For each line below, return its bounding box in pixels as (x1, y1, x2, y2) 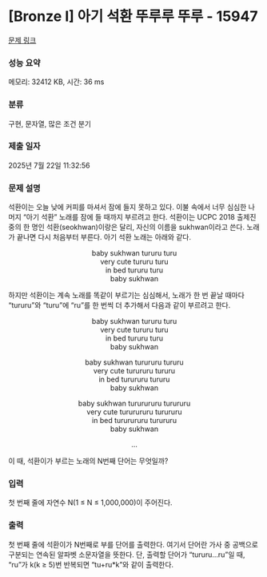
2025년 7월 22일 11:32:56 (8, 160, 90, 170)
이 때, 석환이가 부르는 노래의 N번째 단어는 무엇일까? (8, 456, 169, 466)
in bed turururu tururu (98, 374, 170, 385)
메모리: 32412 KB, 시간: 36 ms (8, 77, 105, 87)
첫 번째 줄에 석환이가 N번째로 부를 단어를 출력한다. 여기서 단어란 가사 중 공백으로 (8, 539, 258, 549)
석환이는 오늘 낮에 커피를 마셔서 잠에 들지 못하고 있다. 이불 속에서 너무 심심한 (8, 202, 247, 212)
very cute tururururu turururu (86, 407, 182, 417)
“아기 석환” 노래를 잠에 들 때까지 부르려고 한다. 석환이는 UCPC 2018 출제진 (22, 212, 257, 222)
